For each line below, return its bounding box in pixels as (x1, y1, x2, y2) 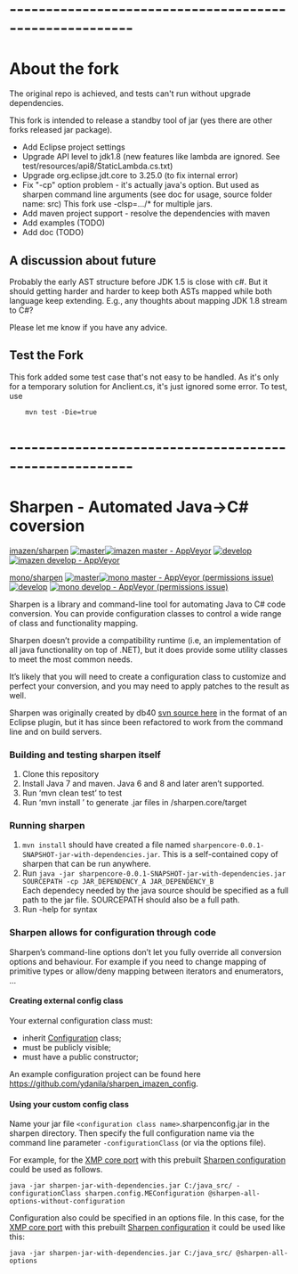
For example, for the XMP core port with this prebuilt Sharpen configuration (9, 1155, 286, 1165)
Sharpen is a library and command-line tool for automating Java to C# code (9, 599, 286, 609)
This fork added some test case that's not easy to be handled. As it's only (9, 372, 279, 382)
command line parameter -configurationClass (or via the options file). (9, 1138, 267, 1148)
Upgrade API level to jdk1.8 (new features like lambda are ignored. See (21, 151, 280, 162)
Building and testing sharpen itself (9, 748, 162, 761)
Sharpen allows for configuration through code (9, 927, 216, 939)
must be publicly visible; (21, 1041, 111, 1052)
